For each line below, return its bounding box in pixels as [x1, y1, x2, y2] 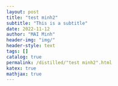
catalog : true [6, 54, 42, 60]
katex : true [6, 65, 36, 71]
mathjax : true [6, 71, 42, 77]
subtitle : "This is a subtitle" [6, 20, 88, 26]
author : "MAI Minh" [6, 31, 56, 38]
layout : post [6, 8, 39, 15]
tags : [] [6, 48, 28, 55]
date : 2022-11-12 [6, 25, 50, 32]
